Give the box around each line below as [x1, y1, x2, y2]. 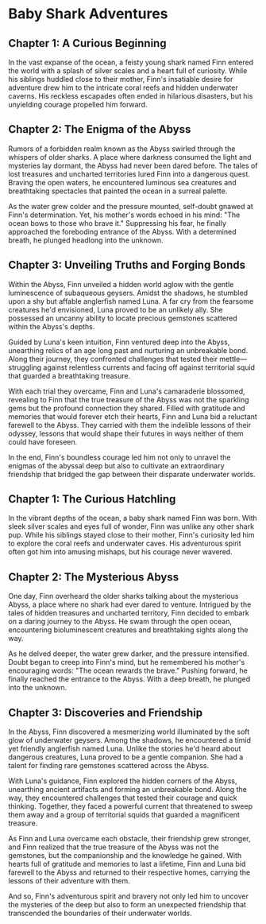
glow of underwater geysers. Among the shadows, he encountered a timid [8, 736, 252, 745]
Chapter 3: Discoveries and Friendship [8, 705, 203, 720]
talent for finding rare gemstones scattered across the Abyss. [8, 761, 209, 771]
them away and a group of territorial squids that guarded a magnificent [8, 810, 241, 820]
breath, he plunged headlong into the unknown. [8, 235, 164, 245]
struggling [8, 363, 42, 372]
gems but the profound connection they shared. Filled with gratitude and [8, 403, 246, 413]
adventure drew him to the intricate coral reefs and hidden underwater [8, 83, 238, 92]
